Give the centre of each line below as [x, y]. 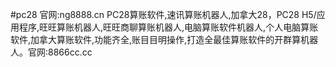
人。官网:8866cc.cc [51, 52]
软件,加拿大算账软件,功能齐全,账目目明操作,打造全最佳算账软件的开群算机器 [164, 39]
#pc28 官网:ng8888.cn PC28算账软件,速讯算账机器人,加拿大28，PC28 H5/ [163, 14]
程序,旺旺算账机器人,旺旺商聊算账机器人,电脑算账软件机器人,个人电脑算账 [168, 27]
